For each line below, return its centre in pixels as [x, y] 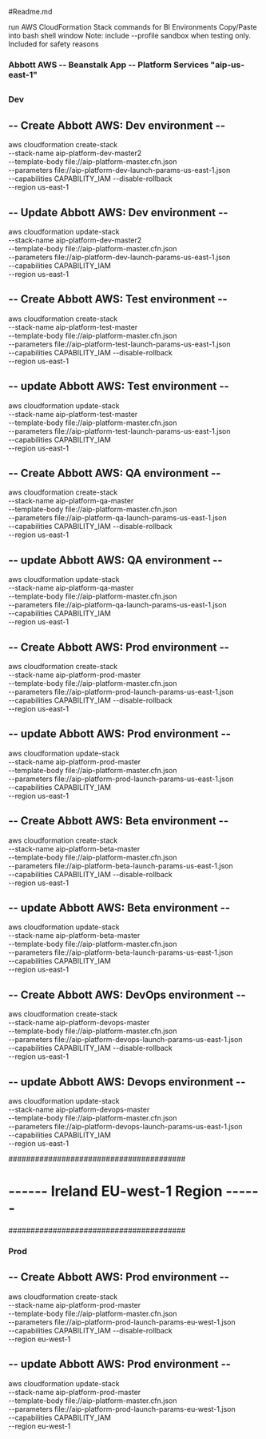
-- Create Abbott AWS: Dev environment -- [117, 125]
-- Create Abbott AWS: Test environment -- [118, 299]
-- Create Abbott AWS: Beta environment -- [119, 821]
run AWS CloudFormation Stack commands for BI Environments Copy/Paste [133, 27]
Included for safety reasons [54, 44]
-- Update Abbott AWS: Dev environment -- [118, 212]
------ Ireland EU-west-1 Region [115, 1191]
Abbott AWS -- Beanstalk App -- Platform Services [109, 65]
